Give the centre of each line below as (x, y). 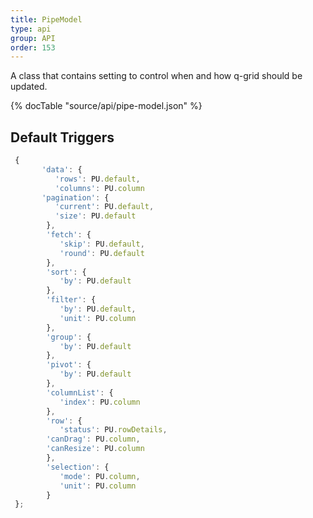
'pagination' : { (75, 197)
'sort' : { (66, 272)
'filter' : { (71, 300)
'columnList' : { (80, 392)
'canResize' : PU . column (95, 449)
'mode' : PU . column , (100, 476)
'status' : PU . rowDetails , (113, 430)
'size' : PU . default (95, 216)
